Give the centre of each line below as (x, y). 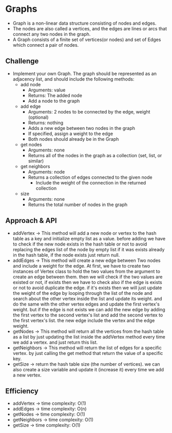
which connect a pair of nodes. (46, 45)
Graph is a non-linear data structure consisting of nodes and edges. (84, 23)
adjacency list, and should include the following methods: (73, 79)
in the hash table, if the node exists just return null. (66, 255)
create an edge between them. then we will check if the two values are (88, 277)
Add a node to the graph (54, 101)
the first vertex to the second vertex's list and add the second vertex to (88, 315)
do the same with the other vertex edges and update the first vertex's (86, 304)
